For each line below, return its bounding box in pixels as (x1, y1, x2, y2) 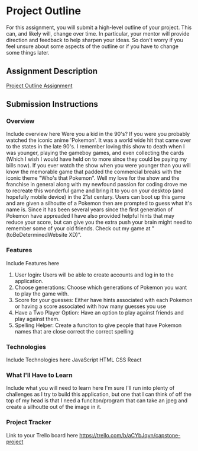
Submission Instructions (6, 99, 99, 109)
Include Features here (6, 259, 60, 266)
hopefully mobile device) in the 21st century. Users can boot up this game (6, 193, 186, 201)
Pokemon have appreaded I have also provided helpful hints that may (6, 212, 175, 220)
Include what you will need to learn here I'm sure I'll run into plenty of (6, 385, 175, 392)
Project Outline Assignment (6, 82, 73, 89)
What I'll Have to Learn (6, 371, 73, 379)
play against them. (14, 315, 60, 322)
